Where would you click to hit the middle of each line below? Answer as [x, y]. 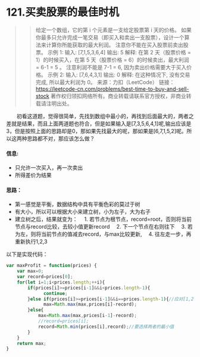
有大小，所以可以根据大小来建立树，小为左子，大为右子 [82, 212]
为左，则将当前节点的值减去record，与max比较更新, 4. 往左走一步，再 [103, 234]
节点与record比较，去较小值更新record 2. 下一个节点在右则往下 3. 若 [104, 227]
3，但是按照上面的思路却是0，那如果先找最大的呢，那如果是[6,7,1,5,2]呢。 [96, 131]
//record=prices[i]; [63, 321]
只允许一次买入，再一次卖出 [49, 168]
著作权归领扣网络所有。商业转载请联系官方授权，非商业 [118, 96]
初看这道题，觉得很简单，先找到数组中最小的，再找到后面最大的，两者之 [105, 116]
